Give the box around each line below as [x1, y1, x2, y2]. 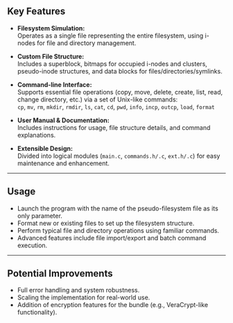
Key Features [7, 6, 66, 17]
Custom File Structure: [17, 52, 85, 60]
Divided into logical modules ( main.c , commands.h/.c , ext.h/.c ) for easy [17, 151, 221, 160]
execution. [17, 241, 48, 249]
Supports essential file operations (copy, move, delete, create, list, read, [17, 88, 223, 96]
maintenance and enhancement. [17, 159, 110, 167]
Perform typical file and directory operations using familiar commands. [17, 226, 220, 235]
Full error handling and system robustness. [17, 286, 140, 295]
